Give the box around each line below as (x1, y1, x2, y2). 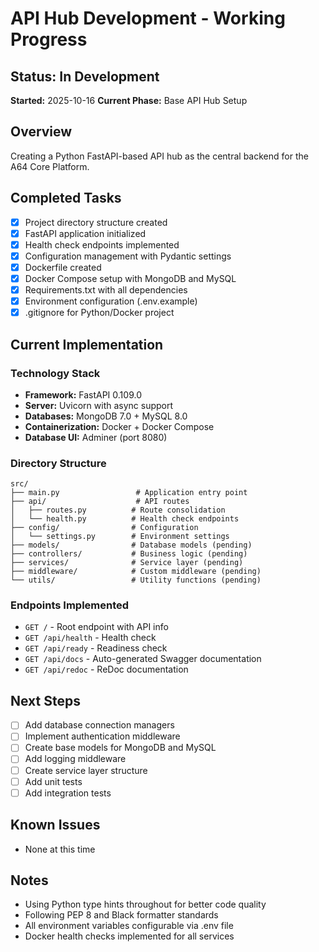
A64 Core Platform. (10, 160, 90, 172)
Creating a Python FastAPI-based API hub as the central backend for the (10, 150, 309, 162)
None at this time (24, 843, 96, 855)
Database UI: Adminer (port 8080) (24, 431, 168, 443)
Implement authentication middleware (24, 730, 181, 742)
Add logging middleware (24, 753, 127, 765)
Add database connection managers (24, 719, 175, 731)
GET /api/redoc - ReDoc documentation (24, 663, 189, 676)
